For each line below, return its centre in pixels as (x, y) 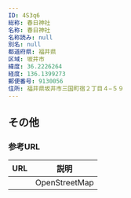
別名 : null (25, 45)
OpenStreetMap (64, 183)
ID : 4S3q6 (24, 15)
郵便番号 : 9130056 (36, 81)
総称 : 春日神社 (29, 23)
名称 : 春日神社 (29, 30)
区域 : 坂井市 (26, 60)
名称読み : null (31, 37)
